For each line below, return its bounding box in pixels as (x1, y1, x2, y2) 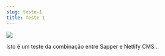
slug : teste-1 (6, 9, 43, 15)
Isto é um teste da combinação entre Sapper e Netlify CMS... (6, 43, 159, 50)
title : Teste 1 (6, 15, 45, 21)
